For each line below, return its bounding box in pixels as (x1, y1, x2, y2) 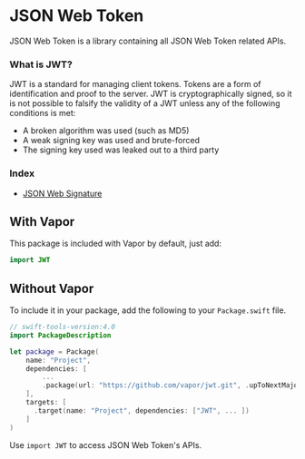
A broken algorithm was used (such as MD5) (22, 125, 190, 136)
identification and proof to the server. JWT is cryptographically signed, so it (9, 88, 292, 100)
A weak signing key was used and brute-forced (22, 135, 200, 146)
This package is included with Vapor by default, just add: (9, 238, 222, 249)
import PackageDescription (9, 330, 112, 340)
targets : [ (25, 398, 67, 407)
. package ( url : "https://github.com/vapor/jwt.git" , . (42, 381, 250, 390)
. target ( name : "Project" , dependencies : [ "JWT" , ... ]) (33, 405, 250, 415)
